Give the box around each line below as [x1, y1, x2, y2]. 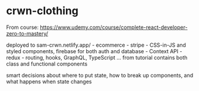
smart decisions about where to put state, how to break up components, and [6, 71, 194, 79]
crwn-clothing [6, 4, 79, 18]
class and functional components [6, 60, 88, 67]
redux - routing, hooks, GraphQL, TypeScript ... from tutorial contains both [6, 54, 188, 61]
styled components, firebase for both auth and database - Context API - [6, 47, 182, 54]
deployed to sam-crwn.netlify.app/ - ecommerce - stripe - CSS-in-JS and [6, 41, 186, 48]
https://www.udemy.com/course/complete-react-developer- [39, 24, 188, 31]
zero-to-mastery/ [6, 30, 49, 37]
